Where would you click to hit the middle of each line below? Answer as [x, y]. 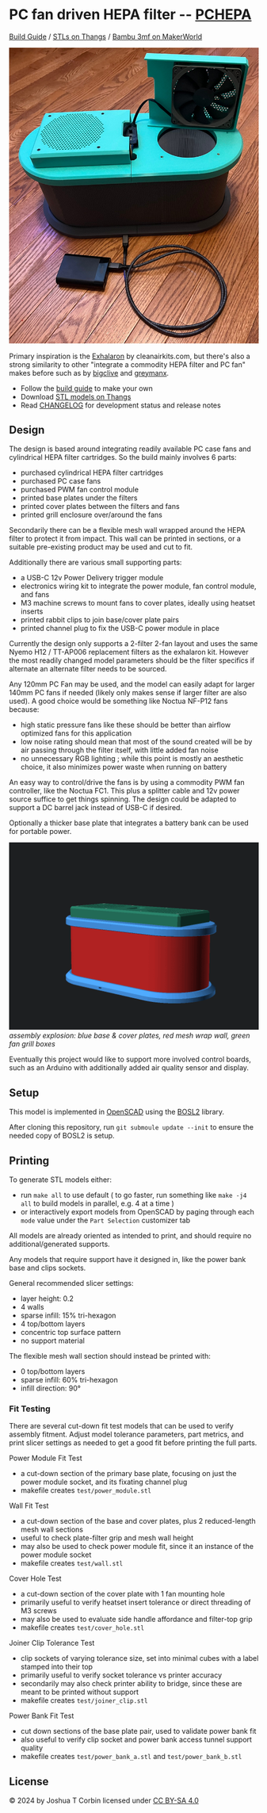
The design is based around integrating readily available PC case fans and [130, 449]
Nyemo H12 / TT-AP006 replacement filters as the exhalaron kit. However [129, 652]
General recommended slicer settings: [71, 1283]
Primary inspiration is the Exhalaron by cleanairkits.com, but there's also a [130, 356]
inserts [32, 611]
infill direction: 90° [51, 1388]
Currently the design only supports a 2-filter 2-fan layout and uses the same [133, 644]
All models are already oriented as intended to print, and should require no [130, 1236]
